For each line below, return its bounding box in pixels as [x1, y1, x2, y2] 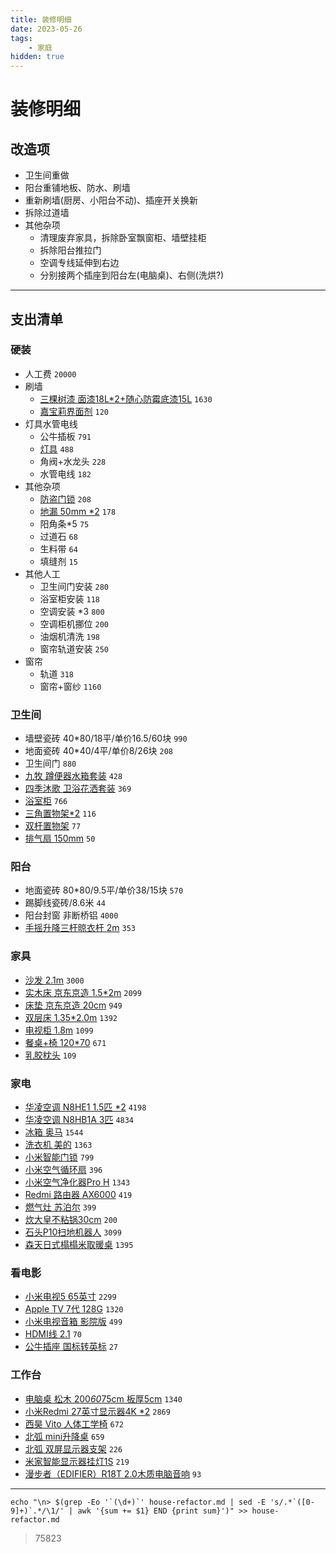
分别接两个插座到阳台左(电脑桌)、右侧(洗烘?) [39, 269, 225, 281]
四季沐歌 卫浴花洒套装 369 [24, 782, 132, 795]
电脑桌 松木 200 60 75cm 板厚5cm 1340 [24, 1392, 183, 1405]
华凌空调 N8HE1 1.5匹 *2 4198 [24, 1101, 147, 1113]
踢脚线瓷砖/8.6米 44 [24, 897, 106, 909]
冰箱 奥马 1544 [24, 1126, 84, 1138]
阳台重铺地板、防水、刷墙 [24, 182, 131, 194]
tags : [10, 33, 33, 43]
